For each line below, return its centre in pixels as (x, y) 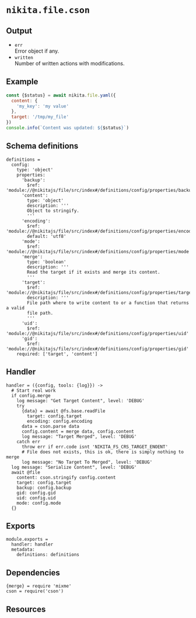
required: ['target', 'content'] (57, 354)
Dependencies (33, 573)
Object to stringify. (53, 210)
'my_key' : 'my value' (43, 106)
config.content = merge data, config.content (78, 431)
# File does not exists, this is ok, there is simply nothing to (102, 452)
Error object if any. (37, 51)
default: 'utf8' (47, 236)
